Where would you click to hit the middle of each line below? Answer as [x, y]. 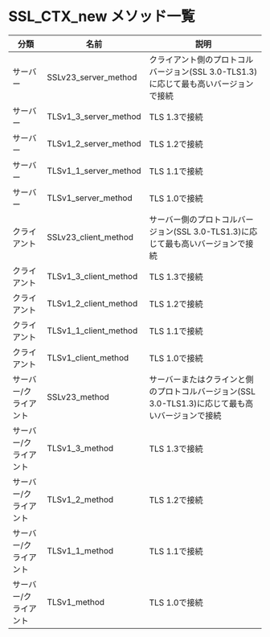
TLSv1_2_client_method [92, 303]
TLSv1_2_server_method [94, 143]
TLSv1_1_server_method [94, 171]
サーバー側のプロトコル [194, 220]
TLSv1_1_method [80, 550]
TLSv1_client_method [88, 357]
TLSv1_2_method [80, 499]
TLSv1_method [76, 602]
